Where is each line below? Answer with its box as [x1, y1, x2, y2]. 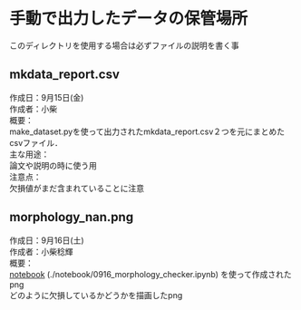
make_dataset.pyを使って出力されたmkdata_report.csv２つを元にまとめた [9, 126, 286, 137]
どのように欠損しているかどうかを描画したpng [9, 289, 183, 300]
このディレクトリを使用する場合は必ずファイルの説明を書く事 [9, 40, 240, 51]
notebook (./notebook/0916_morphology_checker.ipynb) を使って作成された [9, 268, 292, 279]
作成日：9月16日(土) [9, 235, 84, 246]
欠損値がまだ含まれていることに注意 [9, 182, 145, 193]
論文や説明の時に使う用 [9, 160, 97, 170]
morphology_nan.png [9, 209, 134, 225]
